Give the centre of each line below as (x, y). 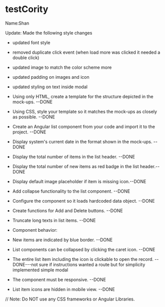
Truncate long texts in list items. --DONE (54, 220)
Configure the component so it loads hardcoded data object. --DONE (83, 201)
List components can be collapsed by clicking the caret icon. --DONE (84, 249)
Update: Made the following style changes (49, 33)
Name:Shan (17, 23)
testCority (27, 9)
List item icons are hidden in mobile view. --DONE (63, 289)
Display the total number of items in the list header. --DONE (74, 157)
